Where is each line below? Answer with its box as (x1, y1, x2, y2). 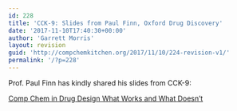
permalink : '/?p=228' (8, 57, 81, 65)
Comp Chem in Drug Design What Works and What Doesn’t (8, 93, 203, 103)
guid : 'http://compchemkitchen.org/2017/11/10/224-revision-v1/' (8, 49, 230, 57)
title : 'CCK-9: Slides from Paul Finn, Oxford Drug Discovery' (8, 19, 223, 27)
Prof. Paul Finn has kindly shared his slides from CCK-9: (8, 77, 192, 88)
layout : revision (8, 42, 66, 50)
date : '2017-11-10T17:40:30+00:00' (8, 26, 127, 34)
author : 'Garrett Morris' (8, 34, 94, 42)
